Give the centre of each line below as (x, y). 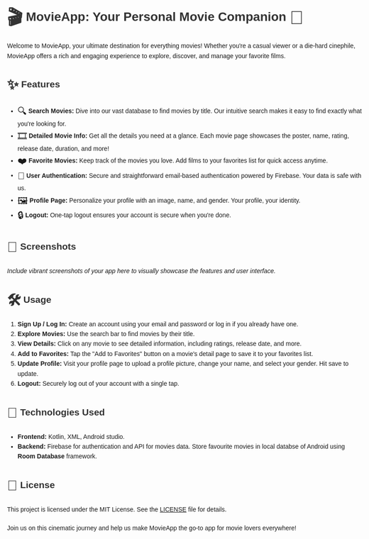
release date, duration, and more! (64, 148)
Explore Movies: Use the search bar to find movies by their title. (106, 334)
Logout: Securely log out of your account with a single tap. (98, 383)
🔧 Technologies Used (56, 413)
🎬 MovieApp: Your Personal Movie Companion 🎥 (156, 18)
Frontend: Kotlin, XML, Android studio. (71, 437)
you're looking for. (42, 123)
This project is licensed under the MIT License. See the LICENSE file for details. (117, 509)
